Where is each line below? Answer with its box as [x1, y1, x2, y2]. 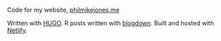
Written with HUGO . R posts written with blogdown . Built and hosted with [7, 19, 214, 27]
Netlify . [7, 27, 28, 34]
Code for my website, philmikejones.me [7, 6, 119, 14]
